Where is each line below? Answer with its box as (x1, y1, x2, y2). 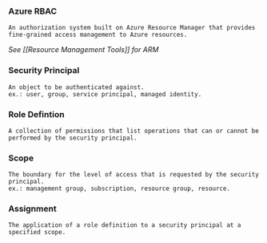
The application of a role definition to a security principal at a (8, 221, 241, 229)
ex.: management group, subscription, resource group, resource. (8, 184, 230, 193)
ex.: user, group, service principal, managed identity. (8, 90, 202, 98)
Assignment (8, 203, 58, 214)
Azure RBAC (8, 6, 58, 17)
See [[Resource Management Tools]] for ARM (8, 45, 159, 55)
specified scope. (8, 229, 66, 237)
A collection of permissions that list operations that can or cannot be (8, 127, 260, 135)
